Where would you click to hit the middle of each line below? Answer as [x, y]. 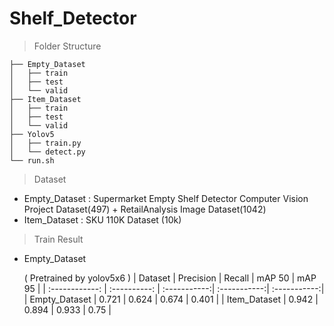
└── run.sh [32, 160]
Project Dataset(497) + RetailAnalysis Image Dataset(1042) [145, 209]
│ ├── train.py [45, 143]
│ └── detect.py [47, 152]
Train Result [58, 239]
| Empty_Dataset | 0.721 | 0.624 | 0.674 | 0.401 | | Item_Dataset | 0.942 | [171, 299]
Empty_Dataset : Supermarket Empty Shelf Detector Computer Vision [166, 198]
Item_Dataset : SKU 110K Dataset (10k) [102, 219]
